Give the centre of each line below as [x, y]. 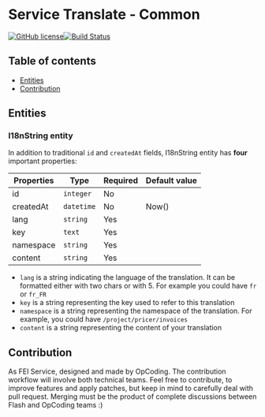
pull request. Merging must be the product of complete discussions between [132, 397]
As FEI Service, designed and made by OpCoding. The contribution [117, 371]
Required [121, 181]
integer [77, 194]
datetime [79, 207]
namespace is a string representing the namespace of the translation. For [136, 311]
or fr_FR [33, 294]
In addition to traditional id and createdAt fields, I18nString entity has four [128, 153]
